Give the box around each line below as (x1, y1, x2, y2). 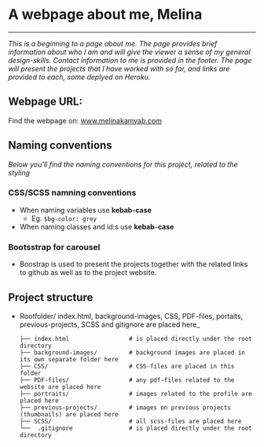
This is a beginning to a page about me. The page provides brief (8, 38, 218, 48)
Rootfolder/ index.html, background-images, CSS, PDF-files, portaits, (19, 311, 244, 321)
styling (8, 167, 30, 178)
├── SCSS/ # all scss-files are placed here (19, 417, 242, 425)
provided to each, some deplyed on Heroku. (8, 72, 151, 82)
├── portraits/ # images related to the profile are (19, 390, 253, 398)
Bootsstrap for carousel (8, 241, 101, 252)
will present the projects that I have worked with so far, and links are (8, 64, 230, 73)
